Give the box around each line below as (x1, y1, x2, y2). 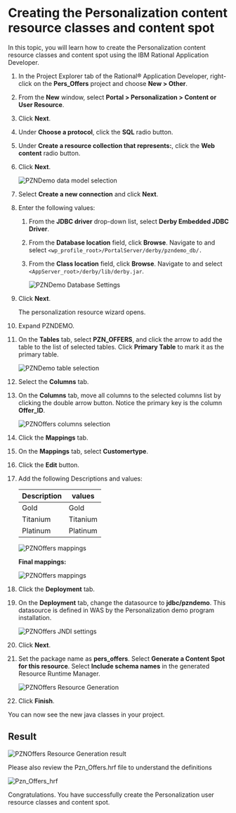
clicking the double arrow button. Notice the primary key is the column (18, 398, 223, 407)
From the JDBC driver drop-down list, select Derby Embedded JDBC (28, 217, 229, 225)
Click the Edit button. (18, 460, 80, 469)
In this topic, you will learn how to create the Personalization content (8, 43, 206, 51)
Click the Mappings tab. (18, 433, 88, 442)
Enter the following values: (18, 203, 96, 212)
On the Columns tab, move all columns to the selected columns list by (18, 391, 221, 399)
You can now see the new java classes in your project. (8, 710, 165, 719)
